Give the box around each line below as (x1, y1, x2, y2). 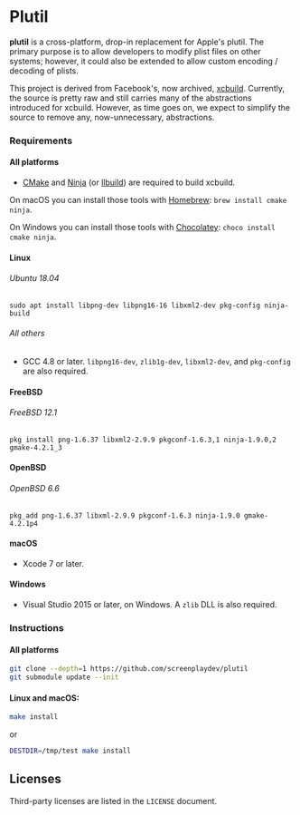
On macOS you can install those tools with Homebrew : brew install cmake (9, 195, 287, 206)
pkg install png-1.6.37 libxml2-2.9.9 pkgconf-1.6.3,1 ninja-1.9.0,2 (9, 435, 277, 444)
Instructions (9, 621, 65, 634)
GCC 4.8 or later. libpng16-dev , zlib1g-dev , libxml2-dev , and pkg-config (22, 356, 291, 367)
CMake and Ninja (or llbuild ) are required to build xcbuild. (22, 177, 236, 188)
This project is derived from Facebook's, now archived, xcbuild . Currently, (9, 82, 285, 93)
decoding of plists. (9, 65, 80, 76)
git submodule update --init (9, 673, 119, 682)
